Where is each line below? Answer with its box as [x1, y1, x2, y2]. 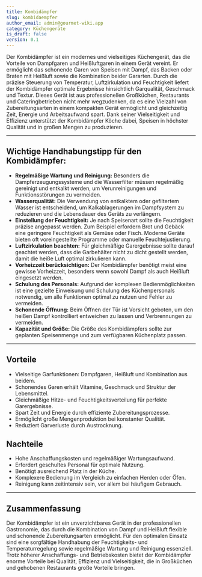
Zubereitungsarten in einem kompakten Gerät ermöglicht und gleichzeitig [6, 105, 188, 111]
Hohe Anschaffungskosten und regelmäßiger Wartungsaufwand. [14, 455, 176, 462]
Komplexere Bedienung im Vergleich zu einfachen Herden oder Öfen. [14, 474, 186, 481]
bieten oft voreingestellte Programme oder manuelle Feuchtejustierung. [14, 236, 192, 243]
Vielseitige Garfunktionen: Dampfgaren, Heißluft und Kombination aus [14, 370, 188, 377]
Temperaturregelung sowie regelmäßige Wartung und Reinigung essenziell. [6, 545, 193, 552]
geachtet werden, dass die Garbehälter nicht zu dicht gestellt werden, [14, 248, 188, 255]
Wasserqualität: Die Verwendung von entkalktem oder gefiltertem [14, 197, 179, 204]
